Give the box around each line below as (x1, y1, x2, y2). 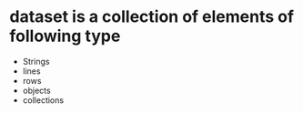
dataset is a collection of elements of (9, 6, 294, 27)
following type (9, 26, 121, 46)
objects (22, 85, 52, 96)
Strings (22, 56, 50, 67)
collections (22, 94, 65, 106)
